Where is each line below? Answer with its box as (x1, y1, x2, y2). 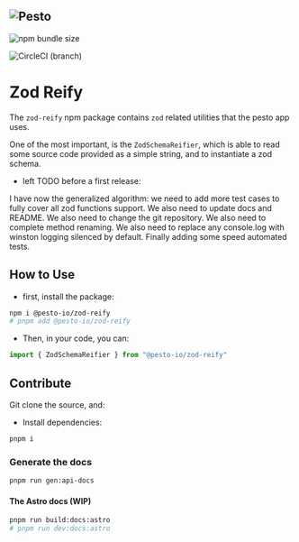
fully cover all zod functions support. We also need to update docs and (9, 202, 273, 213)
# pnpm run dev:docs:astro (9, 524, 111, 533)
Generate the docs (9, 455, 93, 468)
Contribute (9, 375, 72, 390)
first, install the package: (22, 290, 114, 302)
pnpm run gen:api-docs (9, 476, 95, 485)
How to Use (9, 267, 76, 282)
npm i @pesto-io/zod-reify (9, 308, 111, 317)
